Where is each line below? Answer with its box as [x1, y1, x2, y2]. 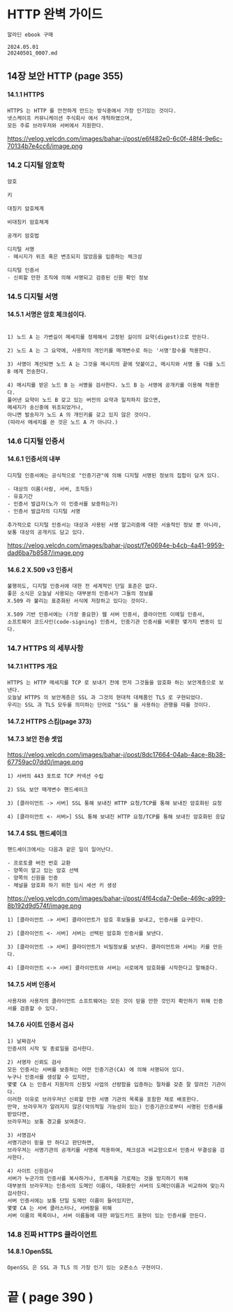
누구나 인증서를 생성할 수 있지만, [7, 1074, 90, 1081]
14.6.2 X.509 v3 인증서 [7, 565, 73, 574]
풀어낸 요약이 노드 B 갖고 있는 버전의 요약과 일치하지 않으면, [7, 396, 162, 403]
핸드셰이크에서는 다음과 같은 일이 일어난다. [7, 846, 114, 853]
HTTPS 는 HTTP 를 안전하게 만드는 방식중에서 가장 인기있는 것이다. [7, 107, 176, 114]
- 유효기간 [7, 493, 33, 500]
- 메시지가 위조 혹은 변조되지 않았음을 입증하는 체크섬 [7, 253, 142, 260]
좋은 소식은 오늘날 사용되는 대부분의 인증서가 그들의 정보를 [7, 590, 153, 598]
